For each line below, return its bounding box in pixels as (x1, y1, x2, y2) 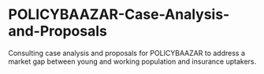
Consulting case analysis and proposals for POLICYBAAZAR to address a (8, 48, 246, 57)
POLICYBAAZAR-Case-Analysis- (8, 6, 230, 24)
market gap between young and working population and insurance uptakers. (8, 57, 257, 66)
